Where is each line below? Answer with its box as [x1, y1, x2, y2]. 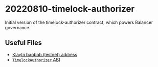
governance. [5, 24, 31, 30]
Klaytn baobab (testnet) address [12, 51, 77, 57]
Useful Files [5, 39, 42, 47]
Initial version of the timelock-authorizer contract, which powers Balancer [5, 19, 153, 25]
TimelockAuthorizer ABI [12, 57, 60, 63]
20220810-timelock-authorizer [5, 3, 135, 15]
